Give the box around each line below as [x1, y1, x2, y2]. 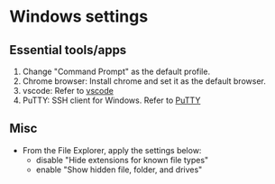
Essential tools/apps [9, 42, 127, 58]
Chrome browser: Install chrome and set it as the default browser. [22, 76, 266, 87]
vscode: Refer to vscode [22, 86, 115, 96]
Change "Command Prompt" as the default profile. [22, 66, 210, 77]
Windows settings [9, 6, 149, 27]
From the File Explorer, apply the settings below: [22, 144, 202, 155]
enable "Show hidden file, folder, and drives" [35, 164, 203, 175]
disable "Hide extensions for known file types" [35, 154, 209, 165]
